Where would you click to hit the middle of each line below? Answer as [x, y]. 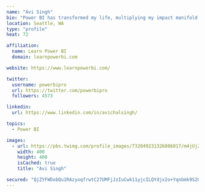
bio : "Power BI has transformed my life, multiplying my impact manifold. [103, 18]
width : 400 [31, 152]
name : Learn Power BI [39, 52]
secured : [17, 180]
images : [16, 140]
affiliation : [23, 46]
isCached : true [37, 163]
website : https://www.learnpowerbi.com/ [59, 68]
